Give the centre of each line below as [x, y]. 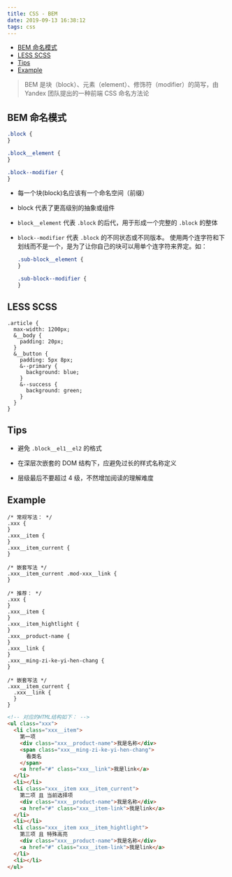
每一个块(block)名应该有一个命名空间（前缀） [83, 193]
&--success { [39, 384]
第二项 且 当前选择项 [46, 795]
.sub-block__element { [50, 259]
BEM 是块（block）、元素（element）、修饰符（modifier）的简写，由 [121, 85]
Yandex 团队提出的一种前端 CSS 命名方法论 [87, 93]
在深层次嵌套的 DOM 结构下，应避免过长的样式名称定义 [97, 463]
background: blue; [52, 372]
